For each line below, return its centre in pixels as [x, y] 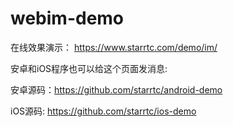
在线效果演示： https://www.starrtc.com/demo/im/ [114, 47]
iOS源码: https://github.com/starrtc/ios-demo [103, 111]
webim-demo [67, 18]
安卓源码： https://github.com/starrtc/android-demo [116, 89]
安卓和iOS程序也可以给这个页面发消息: [89, 68]
